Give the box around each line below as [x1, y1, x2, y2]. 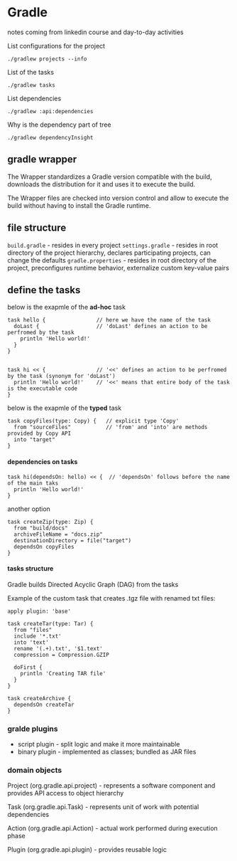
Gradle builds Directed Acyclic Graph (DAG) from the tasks [7, 580, 179, 588]
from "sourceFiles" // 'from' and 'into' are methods [13, 424, 208, 431]
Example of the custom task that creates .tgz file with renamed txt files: [7, 593, 216, 602]
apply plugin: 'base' [7, 608, 72, 615]
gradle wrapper [7, 154, 77, 166]
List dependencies [7, 94, 62, 102]
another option [7, 505, 51, 513]
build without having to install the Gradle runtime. [7, 201, 151, 210]
